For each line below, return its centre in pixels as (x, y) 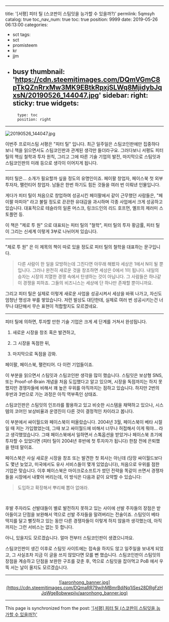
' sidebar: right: (123, 96)
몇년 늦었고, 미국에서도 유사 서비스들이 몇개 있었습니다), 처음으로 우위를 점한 (85, 464)
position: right (34, 119)
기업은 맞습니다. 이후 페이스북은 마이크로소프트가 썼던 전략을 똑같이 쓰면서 (78, 471)
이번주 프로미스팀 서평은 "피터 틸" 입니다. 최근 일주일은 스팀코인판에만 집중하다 (82, 144)
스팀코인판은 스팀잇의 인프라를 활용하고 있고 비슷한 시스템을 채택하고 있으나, (80, 405)
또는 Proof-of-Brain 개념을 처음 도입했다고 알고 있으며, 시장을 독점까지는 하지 (81, 381)
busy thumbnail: (39, 72)
